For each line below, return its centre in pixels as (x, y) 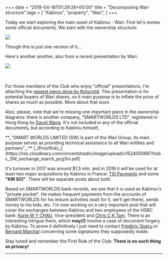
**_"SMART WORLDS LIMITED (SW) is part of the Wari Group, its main (77, 138)
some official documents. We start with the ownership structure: (71, 28)
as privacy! (17, 246)
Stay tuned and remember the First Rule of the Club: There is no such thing (83, 241)
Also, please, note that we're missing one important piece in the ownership (82, 112)
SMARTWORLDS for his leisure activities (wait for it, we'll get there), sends (82, 199)
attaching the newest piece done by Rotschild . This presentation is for (77, 91)
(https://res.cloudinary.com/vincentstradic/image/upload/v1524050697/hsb (83, 153)
